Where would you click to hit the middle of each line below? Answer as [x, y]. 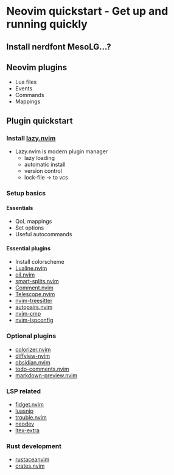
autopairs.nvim [34, 307]
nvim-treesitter [34, 301]
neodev [25, 424]
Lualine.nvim [31, 268]
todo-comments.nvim [42, 369]
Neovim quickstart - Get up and [87, 11]
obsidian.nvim [33, 362]
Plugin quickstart [40, 121]
